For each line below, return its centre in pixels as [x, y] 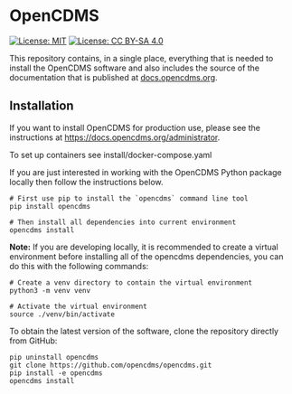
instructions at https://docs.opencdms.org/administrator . [115, 137]
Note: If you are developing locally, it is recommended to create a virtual [144, 247]
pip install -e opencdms [56, 373]
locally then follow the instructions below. [86, 182]
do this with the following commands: [79, 266]
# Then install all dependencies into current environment [123, 222]
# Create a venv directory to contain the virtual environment [131, 282]
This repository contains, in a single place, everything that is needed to [141, 58]
